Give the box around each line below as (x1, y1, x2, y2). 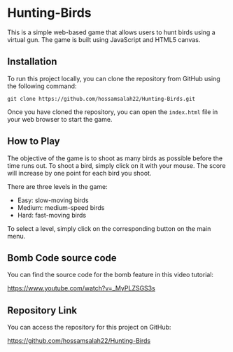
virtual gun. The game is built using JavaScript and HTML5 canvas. (7, 35, 201, 43)
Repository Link (7, 304, 78, 316)
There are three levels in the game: (7, 182, 108, 190)
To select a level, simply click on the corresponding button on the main (7, 224, 211, 232)
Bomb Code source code (7, 252, 117, 264)
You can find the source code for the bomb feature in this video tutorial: (7, 271, 214, 279)
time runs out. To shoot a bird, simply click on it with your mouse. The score (7, 161, 226, 169)
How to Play (7, 135, 61, 148)
